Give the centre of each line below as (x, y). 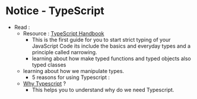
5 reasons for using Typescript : (71, 77)
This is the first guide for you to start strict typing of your (101, 39)
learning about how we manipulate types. (74, 71)
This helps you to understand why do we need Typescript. (103, 90)
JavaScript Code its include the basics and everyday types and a (111, 46)
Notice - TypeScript (55, 11)
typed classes (49, 65)
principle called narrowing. (64, 52)
